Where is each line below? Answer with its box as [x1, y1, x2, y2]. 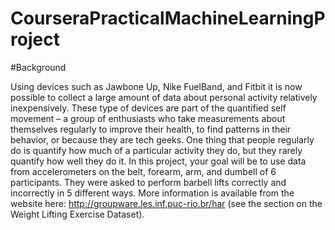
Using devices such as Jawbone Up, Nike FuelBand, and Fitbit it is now [10, 80, 303, 92]
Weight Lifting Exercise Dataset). [10, 208, 145, 220]
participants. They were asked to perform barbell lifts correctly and [10, 176, 287, 188]
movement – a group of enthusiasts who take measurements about [10, 112, 286, 124]
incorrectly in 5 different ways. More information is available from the [10, 187, 295, 199]
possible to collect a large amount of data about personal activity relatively [10, 91, 318, 103]
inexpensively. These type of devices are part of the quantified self [10, 102, 287, 114]
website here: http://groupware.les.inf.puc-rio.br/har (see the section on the [10, 197, 323, 209]
